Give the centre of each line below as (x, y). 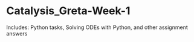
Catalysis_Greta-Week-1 (68, 11)
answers (17, 33)
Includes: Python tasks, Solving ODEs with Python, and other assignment (97, 27)
